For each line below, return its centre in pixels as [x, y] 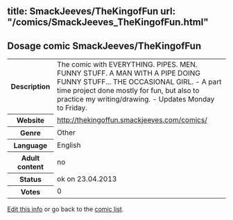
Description [31, 86]
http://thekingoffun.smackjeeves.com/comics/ [132, 119]
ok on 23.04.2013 [87, 178]
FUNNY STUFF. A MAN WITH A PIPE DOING [129, 74]
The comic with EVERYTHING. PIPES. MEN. [127, 65]
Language [31, 145]
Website [31, 120]
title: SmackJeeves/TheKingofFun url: [92, 11]
